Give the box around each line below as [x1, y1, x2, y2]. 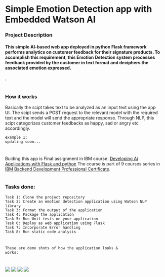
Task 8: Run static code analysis [5, 229, 77, 234]
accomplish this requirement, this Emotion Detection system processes [5, 54, 155, 60]
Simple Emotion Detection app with [5, 3, 152, 15]
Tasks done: [5, 184, 36, 191]
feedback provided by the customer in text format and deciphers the [5, 59, 149, 65]
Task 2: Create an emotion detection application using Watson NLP [5, 199, 147, 204]
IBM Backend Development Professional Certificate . [5, 166, 111, 172]
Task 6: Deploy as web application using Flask [5, 221, 105, 226]
